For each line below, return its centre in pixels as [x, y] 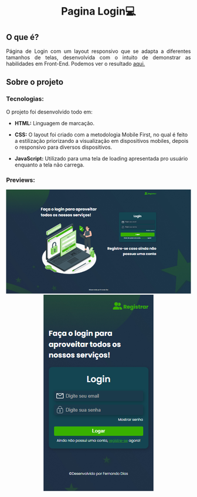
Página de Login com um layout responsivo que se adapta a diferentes [98, 51]
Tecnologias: [25, 99]
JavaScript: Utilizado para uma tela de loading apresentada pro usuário [101, 158]
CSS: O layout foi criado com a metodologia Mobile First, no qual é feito [101, 134]
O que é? [23, 37]
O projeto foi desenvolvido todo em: [49, 112]
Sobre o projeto [35, 82]
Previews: [21, 180]
